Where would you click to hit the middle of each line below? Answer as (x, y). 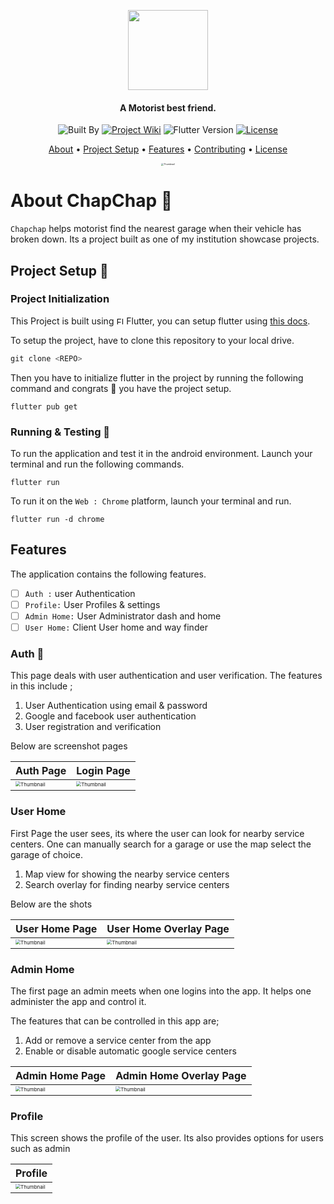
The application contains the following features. (108, 574)
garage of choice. (47, 854)
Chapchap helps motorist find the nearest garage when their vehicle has (156, 229)
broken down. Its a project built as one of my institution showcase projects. (165, 239)
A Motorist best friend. (168, 107)
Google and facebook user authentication (110, 716)
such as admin (40, 1149)
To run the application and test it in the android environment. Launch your (161, 453)
